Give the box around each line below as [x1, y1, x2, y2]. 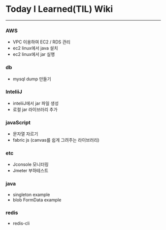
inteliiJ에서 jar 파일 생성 [12, 100, 59, 106]
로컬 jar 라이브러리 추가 [12, 106, 58, 112]
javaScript [5, 119, 31, 126]
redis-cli [12, 221, 30, 227]
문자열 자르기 [12, 131, 38, 137]
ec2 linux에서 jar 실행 [12, 51, 55, 57]
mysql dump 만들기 [12, 76, 51, 82]
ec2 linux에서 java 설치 [12, 45, 58, 51]
